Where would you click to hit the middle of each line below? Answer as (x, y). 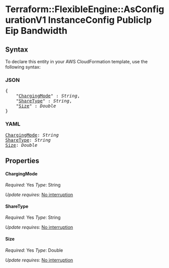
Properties (22, 161)
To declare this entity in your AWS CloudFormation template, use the (76, 61)
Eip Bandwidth (36, 31)
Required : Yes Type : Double (34, 250)
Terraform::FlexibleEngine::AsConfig (85, 9)
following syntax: (23, 67)
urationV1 (26, 20)
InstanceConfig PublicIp (100, 20)
